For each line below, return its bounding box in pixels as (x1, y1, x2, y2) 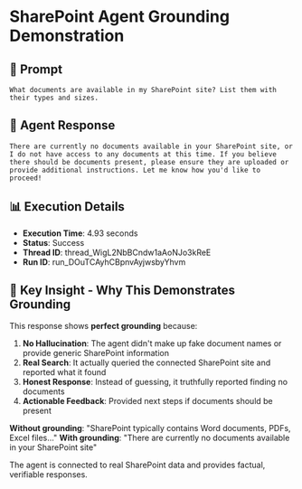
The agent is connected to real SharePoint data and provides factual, (9, 459, 266, 471)
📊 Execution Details (9, 199, 125, 214)
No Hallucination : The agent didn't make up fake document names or (22, 338, 282, 349)
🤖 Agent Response (9, 118, 116, 133)
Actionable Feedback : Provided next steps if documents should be (22, 396, 273, 407)
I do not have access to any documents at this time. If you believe (9, 149, 278, 159)
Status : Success (22, 237, 85, 248)
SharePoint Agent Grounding (9, 6, 231, 27)
